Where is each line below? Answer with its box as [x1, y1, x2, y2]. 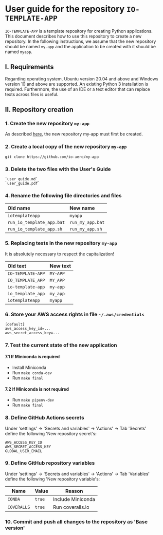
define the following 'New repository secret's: [5, 430, 97, 437]
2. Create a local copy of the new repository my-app [5, 143, 127, 150]
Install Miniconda [12, 364, 47, 371]
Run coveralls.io [53, 503, 90, 510]
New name [70, 205, 95, 211]
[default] [5, 322, 25, 327]
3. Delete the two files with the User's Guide [5, 166, 111, 172]
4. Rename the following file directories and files [5, 192, 122, 199]
